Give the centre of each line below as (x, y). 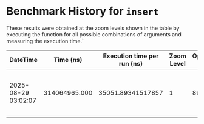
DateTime (23, 60)
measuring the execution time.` (45, 41)
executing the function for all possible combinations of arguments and (94, 34)
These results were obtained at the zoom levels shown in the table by (93, 28)
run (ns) (131, 63)
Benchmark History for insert (83, 11)
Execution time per (131, 56)
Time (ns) (68, 60)
